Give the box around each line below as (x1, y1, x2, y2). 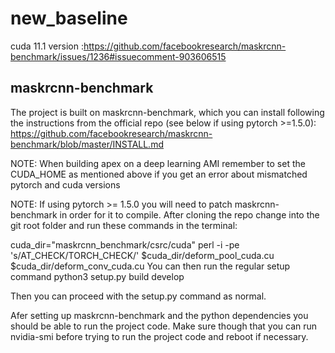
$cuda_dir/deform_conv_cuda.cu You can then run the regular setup (10, 260, 291, 272)
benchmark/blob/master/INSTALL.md (10, 138, 164, 150)
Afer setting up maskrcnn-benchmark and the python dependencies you (10, 309, 309, 321)
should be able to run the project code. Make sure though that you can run (10, 320, 318, 332)
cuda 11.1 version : (10, 40, 84, 52)
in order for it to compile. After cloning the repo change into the (59, 208, 320, 221)
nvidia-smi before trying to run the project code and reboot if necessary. (10, 330, 309, 342)
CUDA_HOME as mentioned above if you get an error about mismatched (10, 168, 308, 180)
